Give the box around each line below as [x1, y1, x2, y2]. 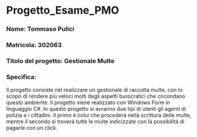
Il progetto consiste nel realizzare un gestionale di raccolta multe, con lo [6, 86, 183, 94]
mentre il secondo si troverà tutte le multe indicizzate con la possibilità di [6, 118, 185, 125]
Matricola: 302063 [6, 41, 62, 49]
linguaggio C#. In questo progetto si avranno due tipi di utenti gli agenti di [6, 105, 186, 113]
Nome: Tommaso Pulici [6, 25, 74, 33]
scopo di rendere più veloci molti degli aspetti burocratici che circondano [6, 93, 186, 100]
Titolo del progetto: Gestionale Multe [6, 57, 115, 65]
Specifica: [6, 73, 37, 81]
